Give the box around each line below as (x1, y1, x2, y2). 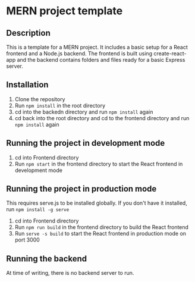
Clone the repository (14, 95, 65, 102)
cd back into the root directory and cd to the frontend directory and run (14, 114, 190, 121)
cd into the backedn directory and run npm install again (14, 108, 153, 115)
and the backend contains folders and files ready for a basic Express (17, 57, 185, 63)
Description (6, 28, 51, 38)
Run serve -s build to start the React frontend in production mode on (14, 230, 186, 237)
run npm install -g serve (6, 206, 70, 213)
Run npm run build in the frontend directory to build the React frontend (14, 224, 189, 231)
